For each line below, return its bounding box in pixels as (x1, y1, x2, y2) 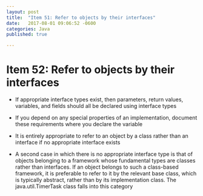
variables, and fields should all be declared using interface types (15, 103, 177, 110)
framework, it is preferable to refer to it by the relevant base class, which (15, 170, 197, 177)
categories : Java (6, 25, 50, 32)
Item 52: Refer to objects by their (6, 63, 175, 76)
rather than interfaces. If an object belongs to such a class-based (15, 163, 179, 171)
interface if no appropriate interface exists (15, 139, 121, 146)
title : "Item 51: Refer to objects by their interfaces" (6, 15, 156, 21)
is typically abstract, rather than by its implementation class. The (15, 177, 177, 184)
